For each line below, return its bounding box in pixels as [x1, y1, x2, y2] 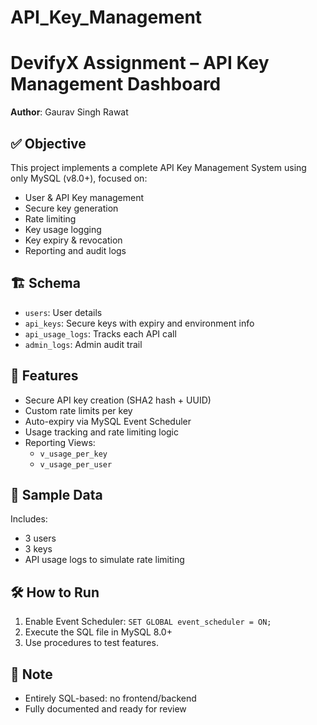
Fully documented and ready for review [24, 703, 187, 715]
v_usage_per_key [39, 449, 108, 459]
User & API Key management [24, 191, 145, 203]
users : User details [24, 306, 103, 318]
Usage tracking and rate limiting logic [24, 426, 180, 438]
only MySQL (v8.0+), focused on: [10, 172, 148, 184]
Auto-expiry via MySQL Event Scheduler [24, 415, 192, 427]
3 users [24, 532, 57, 545]
